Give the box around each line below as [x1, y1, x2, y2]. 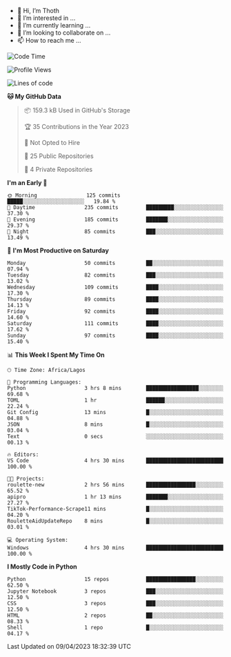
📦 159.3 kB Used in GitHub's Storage [23, 106, 131, 114]
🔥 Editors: [7, 451, 39, 458]
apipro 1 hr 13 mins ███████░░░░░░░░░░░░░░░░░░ [7, 493, 224, 500]
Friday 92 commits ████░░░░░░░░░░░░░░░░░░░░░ [7, 308, 224, 315]
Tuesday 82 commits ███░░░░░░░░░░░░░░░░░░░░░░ [7, 272, 224, 279]
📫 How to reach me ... [17, 37, 81, 44]
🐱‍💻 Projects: [7, 475, 45, 482]
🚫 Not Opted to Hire [23, 139, 81, 146]
